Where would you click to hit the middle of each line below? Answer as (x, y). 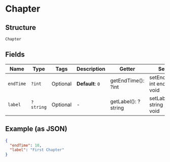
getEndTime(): (127, 80)
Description (91, 69)
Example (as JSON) (36, 129)
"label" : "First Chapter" (37, 150)
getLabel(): (123, 101)
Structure (21, 28)
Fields (15, 54)
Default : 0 (88, 84)
